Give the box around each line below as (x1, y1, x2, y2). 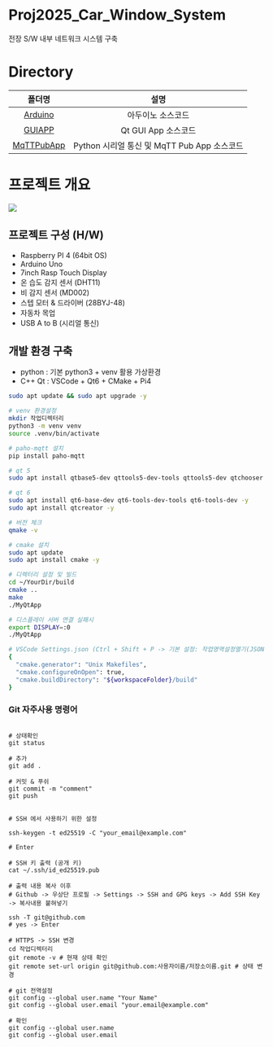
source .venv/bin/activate (8, 429, 100, 437)
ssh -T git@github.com (8, 913, 85, 922)
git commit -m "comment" (8, 784, 93, 793)
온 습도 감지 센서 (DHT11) (19, 277, 101, 287)
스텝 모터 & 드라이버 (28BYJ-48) (19, 297, 126, 307)
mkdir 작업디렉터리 (8, 414, 64, 423)
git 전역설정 (15, 987, 53, 995)
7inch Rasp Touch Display (19, 267, 107, 278)
